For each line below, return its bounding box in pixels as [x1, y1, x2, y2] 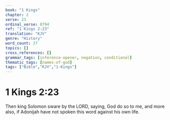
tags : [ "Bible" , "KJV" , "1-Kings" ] [5, 64, 77, 69]
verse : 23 [5, 17, 27, 22]
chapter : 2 [5, 12, 29, 17]
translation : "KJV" [5, 31, 47, 36]
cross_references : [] [5, 50, 52, 55]
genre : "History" [5, 36, 43, 41]
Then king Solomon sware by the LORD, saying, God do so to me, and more [5, 103, 165, 110]
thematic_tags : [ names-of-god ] [5, 60, 72, 65]
